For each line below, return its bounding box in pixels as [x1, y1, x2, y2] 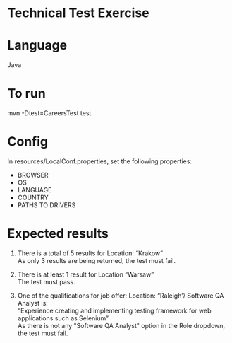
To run [7, 86, 46, 102]
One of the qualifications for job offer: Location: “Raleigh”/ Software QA [17, 291, 224, 300]
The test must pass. [17, 277, 75, 286]
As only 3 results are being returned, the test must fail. [17, 256, 176, 264]
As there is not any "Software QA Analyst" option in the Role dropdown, [17, 321, 226, 330]
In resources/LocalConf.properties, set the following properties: [7, 157, 193, 165]
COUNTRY [17, 193, 49, 202]
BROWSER [17, 171, 49, 179]
